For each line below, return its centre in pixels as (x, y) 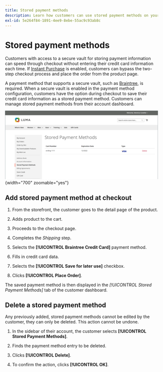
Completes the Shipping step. (42, 238)
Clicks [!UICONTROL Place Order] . (47, 275)
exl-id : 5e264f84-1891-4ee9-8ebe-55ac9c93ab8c (53, 20)
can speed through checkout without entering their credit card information (79, 64)
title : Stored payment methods (37, 10)
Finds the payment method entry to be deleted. (59, 346)
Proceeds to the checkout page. (44, 228)
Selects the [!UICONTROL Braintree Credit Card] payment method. (79, 247)
